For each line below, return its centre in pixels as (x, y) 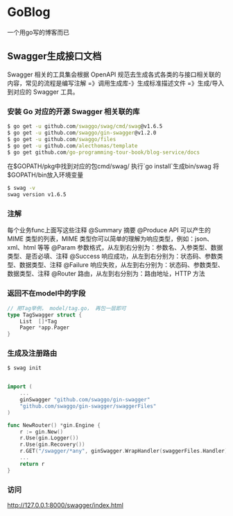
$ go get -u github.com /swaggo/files (62, 139)
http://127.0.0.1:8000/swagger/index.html (65, 505)
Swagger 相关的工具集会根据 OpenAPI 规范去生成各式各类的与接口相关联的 (114, 74)
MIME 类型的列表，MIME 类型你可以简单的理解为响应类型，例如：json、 (110, 239)
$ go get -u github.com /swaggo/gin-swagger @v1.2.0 (82, 133)
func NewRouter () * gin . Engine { (54, 425)
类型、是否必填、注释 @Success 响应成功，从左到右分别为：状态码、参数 (112, 256)
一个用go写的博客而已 (38, 32)
